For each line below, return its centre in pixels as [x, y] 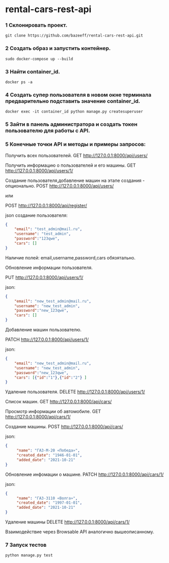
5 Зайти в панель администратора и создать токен [71, 124]
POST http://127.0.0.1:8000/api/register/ [46, 205]
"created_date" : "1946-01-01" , [49, 455]
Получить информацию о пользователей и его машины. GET [71, 165]
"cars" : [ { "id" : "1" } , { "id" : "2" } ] [50, 378]
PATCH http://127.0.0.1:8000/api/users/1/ [47, 340]
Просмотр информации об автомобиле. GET [53, 411]
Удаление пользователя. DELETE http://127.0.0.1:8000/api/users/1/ [75, 392]
